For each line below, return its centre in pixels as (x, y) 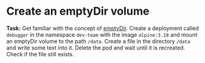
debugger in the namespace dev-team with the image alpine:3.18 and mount (102, 34)
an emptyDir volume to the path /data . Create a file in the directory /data (98, 41)
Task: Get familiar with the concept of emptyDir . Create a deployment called (103, 28)
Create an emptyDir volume (78, 11)
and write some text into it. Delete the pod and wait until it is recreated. (96, 48)
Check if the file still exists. (41, 54)
